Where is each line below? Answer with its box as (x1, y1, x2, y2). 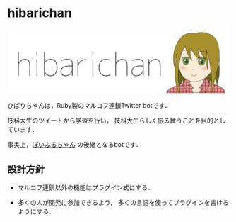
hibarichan (7, 5, 72, 21)
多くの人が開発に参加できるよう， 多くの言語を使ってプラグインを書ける (17, 198, 230, 206)
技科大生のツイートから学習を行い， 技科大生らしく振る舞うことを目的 (7, 116, 213, 125)
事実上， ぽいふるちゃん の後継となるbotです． (7, 140, 143, 149)
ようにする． (17, 207, 55, 216)
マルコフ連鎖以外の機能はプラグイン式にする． (17, 183, 154, 192)
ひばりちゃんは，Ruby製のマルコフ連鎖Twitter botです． (7, 101, 171, 110)
